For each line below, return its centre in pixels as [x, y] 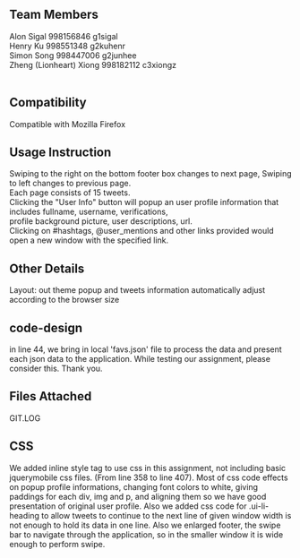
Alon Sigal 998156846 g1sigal [64, 36]
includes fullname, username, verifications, [89, 212]
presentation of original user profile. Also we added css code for [128, 506]
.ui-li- [259, 506]
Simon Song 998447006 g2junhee [73, 55]
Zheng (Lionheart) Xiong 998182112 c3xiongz [93, 64]
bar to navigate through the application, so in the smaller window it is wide [146, 534]
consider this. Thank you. [56, 369]
